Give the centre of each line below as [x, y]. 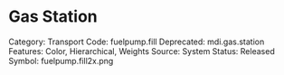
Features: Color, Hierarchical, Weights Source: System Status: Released [142, 51]
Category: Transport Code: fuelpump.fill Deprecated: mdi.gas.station [137, 42]
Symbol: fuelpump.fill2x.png [61, 61]
